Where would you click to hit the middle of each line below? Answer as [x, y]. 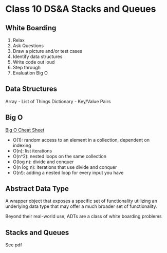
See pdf [14, 245]
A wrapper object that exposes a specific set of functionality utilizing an [81, 201]
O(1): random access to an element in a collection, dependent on [81, 140]
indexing [22, 145]
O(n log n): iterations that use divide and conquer [65, 167]
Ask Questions [28, 46]
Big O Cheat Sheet [25, 130]
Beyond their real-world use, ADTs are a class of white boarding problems [83, 217]
